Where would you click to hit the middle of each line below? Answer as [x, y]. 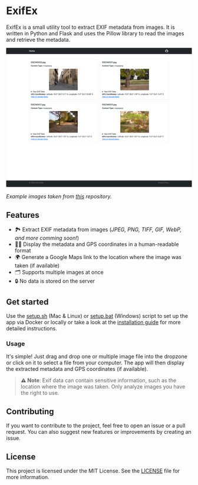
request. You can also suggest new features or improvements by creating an [99, 432]
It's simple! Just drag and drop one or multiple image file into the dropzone [97, 357]
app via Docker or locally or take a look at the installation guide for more [93, 323]
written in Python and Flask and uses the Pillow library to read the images [95, 33]
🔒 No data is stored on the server [55, 281]
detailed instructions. [32, 328]
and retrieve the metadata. [38, 39]
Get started [27, 302]
